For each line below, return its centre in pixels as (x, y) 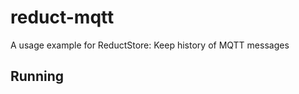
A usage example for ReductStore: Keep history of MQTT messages (150, 45)
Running (37, 76)
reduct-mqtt (62, 17)
